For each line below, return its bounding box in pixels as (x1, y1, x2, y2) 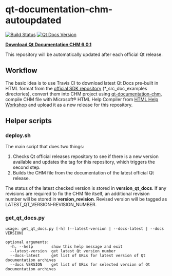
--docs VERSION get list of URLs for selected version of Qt (10, 262, 150, 267)
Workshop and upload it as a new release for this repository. (5, 102, 133, 108)
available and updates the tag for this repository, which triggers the (12, 159, 155, 165)
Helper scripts (5, 116, 52, 125)
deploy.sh (5, 132, 31, 139)
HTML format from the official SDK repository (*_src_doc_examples (5, 85, 147, 91)
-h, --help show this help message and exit (10, 244, 123, 249)
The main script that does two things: (5, 144, 84, 150)
